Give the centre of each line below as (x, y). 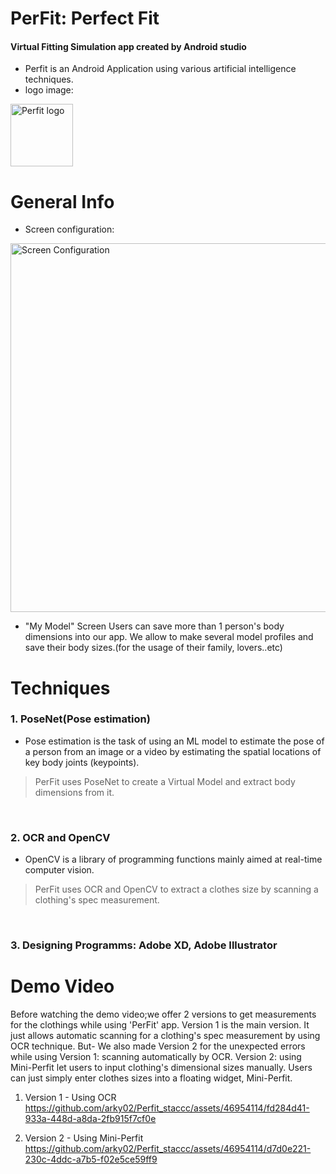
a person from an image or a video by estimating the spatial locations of (173, 751)
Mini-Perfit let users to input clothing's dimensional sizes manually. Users (161, 1067)
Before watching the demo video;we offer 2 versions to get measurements (163, 1014)
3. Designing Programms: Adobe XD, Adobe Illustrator (144, 945)
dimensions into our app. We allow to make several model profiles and (169, 637)
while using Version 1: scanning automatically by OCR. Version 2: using (156, 1056)
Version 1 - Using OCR (70, 1097)
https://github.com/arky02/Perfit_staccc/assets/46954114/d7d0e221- (168, 1148)
